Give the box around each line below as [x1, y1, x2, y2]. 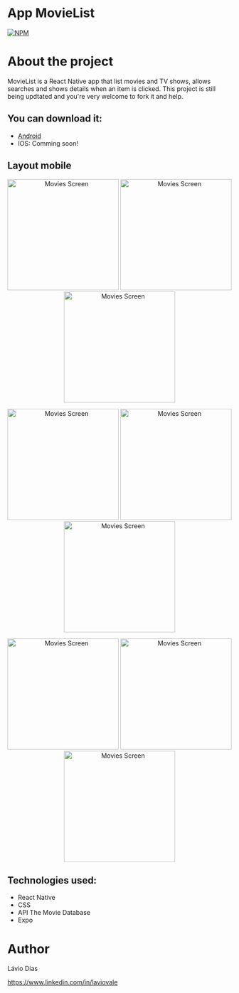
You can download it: [7, 112, 103, 125]
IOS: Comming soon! [17, 139, 79, 147]
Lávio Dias [7, 965, 38, 973]
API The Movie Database [17, 908, 91, 917]
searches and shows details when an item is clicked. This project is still [7, 84, 216, 93]
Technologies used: [7, 874, 97, 886]
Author [7, 940, 50, 957]
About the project [7, 53, 114, 70]
